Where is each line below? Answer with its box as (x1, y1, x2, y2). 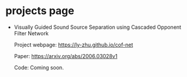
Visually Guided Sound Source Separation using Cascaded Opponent (13, 24, 182, 31)
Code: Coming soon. (13, 63, 64, 71)
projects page (5, 4, 74, 18)
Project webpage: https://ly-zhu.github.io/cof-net (13, 41, 133, 48)
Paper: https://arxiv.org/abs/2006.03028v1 (13, 52, 118, 59)
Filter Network (13, 29, 49, 36)
